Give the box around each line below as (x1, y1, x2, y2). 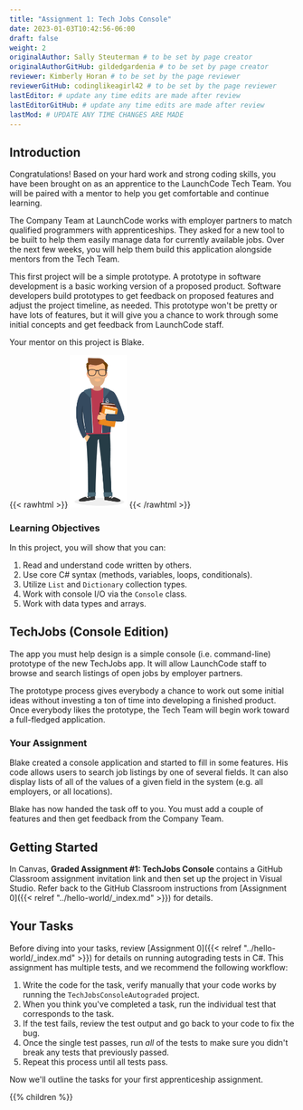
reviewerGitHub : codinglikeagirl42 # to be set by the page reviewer (9, 81, 278, 91)
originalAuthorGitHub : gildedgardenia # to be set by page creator (9, 62, 270, 72)
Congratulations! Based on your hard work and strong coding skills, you (9, 168, 277, 180)
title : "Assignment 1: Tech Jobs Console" (9, 14, 172, 24)
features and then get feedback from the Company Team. (9, 813, 224, 824)
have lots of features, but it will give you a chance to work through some (9, 310, 279, 321)
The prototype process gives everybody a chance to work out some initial (9, 684, 285, 696)
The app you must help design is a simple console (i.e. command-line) (9, 648, 271, 659)
